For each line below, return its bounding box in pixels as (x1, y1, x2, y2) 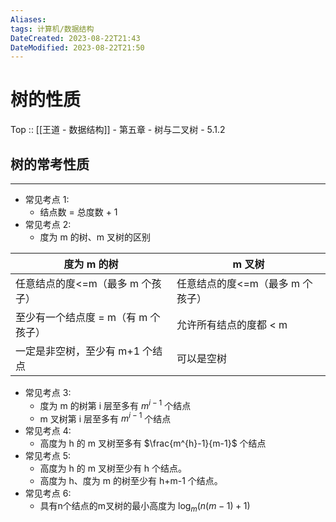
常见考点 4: (24, 425, 72, 437)
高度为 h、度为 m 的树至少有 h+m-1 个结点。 (39, 475, 223, 487)
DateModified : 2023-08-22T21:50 (10, 42, 145, 53)
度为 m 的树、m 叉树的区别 (39, 231, 151, 243)
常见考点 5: (24, 450, 72, 462)
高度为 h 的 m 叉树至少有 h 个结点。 (39, 462, 188, 475)
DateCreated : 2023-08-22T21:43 (10, 33, 141, 43)
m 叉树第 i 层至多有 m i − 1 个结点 (39, 411, 172, 425)
